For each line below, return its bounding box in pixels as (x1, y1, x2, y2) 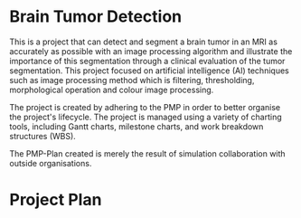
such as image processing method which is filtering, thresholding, (9, 74, 255, 85)
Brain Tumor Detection (9, 6, 183, 27)
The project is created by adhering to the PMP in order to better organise (9, 101, 281, 112)
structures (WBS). (9, 130, 77, 141)
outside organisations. (9, 157, 92, 168)
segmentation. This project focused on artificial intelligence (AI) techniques (9, 65, 289, 76)
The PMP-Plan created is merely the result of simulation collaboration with (9, 147, 287, 159)
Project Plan (9, 190, 102, 210)
